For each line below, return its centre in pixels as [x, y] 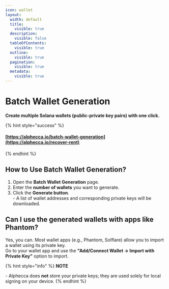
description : [24, 34]
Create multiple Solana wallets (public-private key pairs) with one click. [82, 115]
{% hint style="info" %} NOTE [37, 266]
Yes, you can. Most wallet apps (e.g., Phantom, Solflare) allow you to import [84, 240]
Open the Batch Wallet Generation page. [56, 182]
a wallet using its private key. [36, 245]
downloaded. [26, 204]
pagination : [23, 62]
